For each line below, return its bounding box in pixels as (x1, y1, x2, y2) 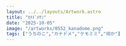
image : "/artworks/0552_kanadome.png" (6, 25, 104, 32)
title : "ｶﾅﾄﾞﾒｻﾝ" (6, 14, 47, 20)
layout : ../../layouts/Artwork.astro (6, 8, 101, 15)
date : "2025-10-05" (6, 20, 55, 26)
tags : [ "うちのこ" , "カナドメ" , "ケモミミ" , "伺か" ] (6, 31, 121, 37)
